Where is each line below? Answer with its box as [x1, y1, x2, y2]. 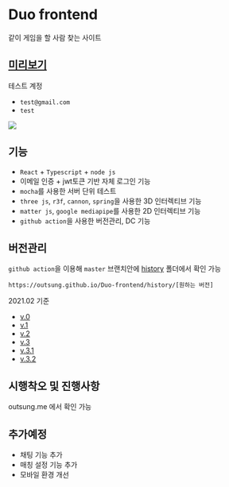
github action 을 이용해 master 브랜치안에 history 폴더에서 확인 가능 [8, 264, 221, 273]
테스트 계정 [8, 81, 43, 91]
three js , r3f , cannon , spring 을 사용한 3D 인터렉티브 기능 [19, 196, 202, 206]
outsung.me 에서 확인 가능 [8, 402, 92, 412]
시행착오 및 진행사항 [8, 379, 100, 392]
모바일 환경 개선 [19, 470, 69, 479]
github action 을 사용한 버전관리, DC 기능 [19, 216, 151, 226]
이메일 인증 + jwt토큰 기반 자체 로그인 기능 [19, 176, 151, 186]
